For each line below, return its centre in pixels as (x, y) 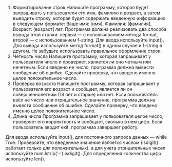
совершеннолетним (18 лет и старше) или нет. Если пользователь (85, 95)
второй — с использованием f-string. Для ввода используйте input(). (88, 40)
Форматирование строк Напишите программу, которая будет (81, 7)
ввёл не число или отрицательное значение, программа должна (84, 100)
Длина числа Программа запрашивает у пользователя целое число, (88, 116)
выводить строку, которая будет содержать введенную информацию (89, 18)
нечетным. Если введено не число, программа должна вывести (83, 67)
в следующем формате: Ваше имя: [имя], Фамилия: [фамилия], (82, 24)
